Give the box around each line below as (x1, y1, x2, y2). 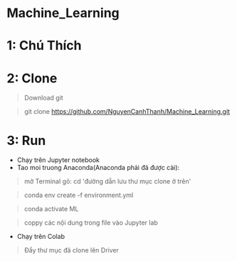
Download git (23, 94, 63, 102)
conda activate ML (23, 205, 79, 213)
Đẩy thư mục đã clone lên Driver (23, 246, 119, 255)
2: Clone (6, 70, 58, 86)
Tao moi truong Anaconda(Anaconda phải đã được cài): (16, 164, 180, 172)
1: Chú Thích (6, 38, 82, 54)
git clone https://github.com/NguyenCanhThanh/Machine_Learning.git (23, 107, 231, 116)
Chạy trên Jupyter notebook (16, 156, 100, 164)
